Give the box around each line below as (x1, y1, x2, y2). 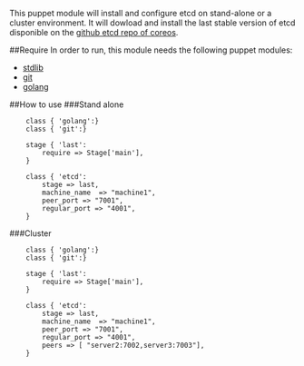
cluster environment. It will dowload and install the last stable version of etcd (9, 17, 296, 28)
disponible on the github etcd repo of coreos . (9, 27, 179, 37)
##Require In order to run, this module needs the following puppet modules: (9, 45, 293, 55)
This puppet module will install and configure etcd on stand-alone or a (9, 8, 272, 18)
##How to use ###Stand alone (9, 99, 124, 110)
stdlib (22, 63, 44, 73)
